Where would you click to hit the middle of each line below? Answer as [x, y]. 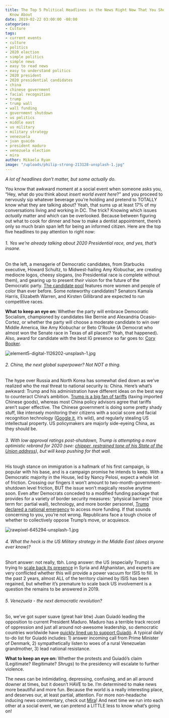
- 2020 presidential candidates [39, 80]
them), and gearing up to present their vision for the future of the [72, 280]
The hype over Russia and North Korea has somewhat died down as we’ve [82, 380]
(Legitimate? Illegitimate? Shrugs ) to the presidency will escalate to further [82, 664]
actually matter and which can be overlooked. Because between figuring [81, 215]
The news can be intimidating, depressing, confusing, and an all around [79, 679]
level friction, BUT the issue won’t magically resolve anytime [89, 488]
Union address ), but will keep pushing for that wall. [58, 451]
